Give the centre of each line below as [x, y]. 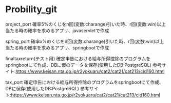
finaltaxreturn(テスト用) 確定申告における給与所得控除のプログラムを [78, 58]
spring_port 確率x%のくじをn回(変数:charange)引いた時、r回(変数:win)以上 [85, 41]
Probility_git [31, 9]
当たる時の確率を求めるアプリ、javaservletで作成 [57, 30]
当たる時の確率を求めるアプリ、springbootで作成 [57, 47]
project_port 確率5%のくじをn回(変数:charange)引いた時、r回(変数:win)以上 [85, 24]
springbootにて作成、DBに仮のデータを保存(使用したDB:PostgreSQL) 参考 [83, 65]
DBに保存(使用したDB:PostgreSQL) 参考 [47, 88]
